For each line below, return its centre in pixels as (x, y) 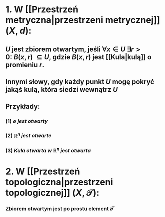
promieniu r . (25, 65)
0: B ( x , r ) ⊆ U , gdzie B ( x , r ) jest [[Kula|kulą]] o (79, 57)
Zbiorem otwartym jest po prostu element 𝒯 (60, 209)
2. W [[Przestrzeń (43, 172)
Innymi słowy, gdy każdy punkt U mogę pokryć (80, 82)
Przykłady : (23, 107)
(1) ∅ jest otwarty (27, 121)
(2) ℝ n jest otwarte (29, 135)
